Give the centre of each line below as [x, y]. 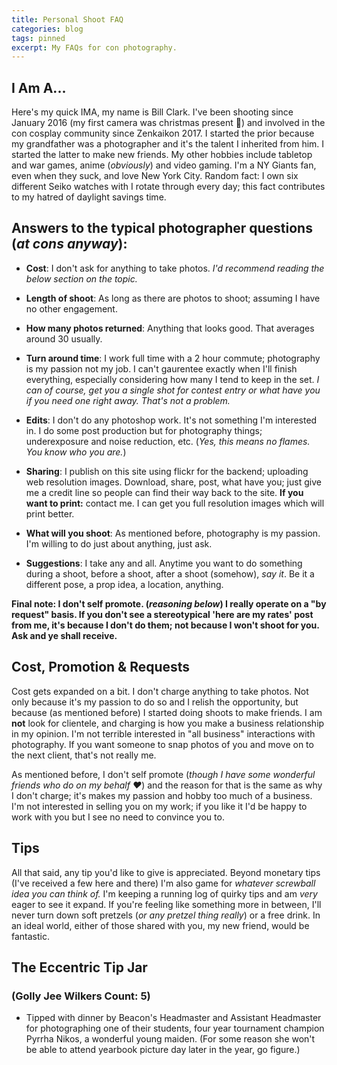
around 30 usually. [64, 338]
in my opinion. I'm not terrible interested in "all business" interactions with [163, 733]
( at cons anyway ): [69, 244]
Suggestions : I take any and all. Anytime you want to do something [164, 563]
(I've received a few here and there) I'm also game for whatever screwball [163, 883]
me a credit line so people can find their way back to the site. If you [164, 492]
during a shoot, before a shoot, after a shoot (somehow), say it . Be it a [170, 573]
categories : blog [47, 29]
